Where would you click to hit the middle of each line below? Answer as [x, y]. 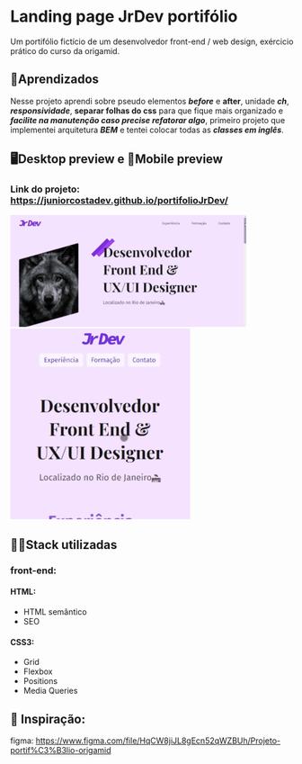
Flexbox [38, 671]
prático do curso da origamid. [65, 50]
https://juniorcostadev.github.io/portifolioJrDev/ [119, 201]
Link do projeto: [45, 189]
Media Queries [50, 691]
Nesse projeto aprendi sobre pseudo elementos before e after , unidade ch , [150, 101]
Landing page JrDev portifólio [124, 17]
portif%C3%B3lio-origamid [61, 750]
